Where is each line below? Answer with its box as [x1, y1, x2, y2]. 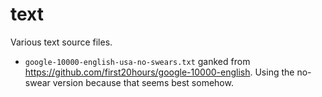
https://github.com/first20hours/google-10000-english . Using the [24, 66, 295, 78]
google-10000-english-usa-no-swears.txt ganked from [24, 55, 251, 67]
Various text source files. [10, 36, 113, 48]
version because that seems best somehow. [52, 76, 234, 88]
